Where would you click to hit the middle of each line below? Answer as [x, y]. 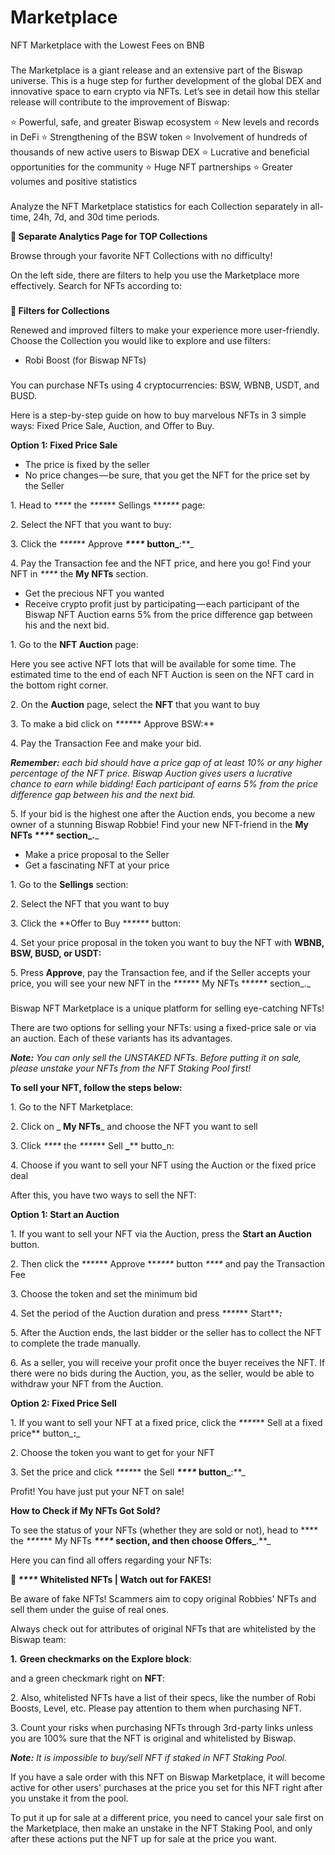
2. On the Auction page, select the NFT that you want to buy [135, 704]
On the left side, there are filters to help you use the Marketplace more [155, 275]
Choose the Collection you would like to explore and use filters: [140, 340]
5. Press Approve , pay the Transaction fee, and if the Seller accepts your [160, 972]
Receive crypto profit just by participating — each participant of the [162, 603]
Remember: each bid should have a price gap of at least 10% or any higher [166, 762]
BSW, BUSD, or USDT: [56, 953]
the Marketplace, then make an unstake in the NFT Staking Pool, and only [161, 1828]
